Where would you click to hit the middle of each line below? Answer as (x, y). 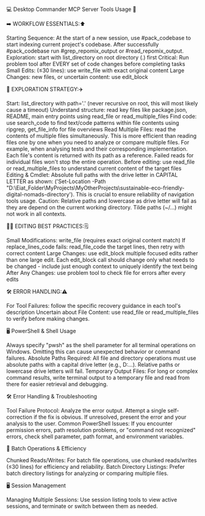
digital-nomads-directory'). (41, 194)
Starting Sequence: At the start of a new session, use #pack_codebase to (99, 38)
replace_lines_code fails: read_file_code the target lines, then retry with (95, 247)
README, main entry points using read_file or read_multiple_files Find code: (102, 116)
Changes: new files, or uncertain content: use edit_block (77, 77)
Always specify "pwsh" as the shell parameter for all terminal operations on (101, 345)
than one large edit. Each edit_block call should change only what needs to (100, 260)
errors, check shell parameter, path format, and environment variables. (95, 436)
